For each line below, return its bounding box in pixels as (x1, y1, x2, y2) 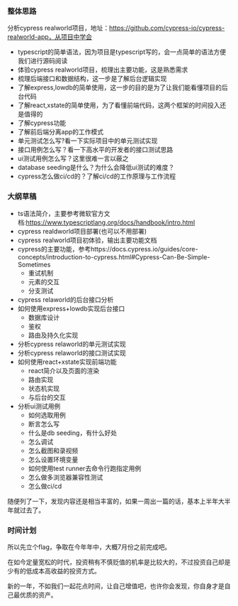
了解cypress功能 (17, 119, 66, 127)
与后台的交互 (28, 393, 66, 401)
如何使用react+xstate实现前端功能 (17, 357, 117, 366)
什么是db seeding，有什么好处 (28, 428, 118, 437)
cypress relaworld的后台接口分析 (17, 295, 114, 303)
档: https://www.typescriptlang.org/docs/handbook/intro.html (17, 218, 195, 227)
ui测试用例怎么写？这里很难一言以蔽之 (17, 154, 129, 163)
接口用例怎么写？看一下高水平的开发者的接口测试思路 (17, 146, 174, 154)
